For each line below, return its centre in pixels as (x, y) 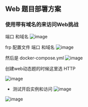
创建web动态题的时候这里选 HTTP (40, 68)
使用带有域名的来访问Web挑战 (42, 25)
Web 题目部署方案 (33, 9)
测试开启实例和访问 (32, 89)
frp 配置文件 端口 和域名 (30, 47)
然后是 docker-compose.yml (35, 58)
